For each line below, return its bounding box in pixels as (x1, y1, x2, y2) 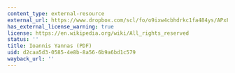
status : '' (7, 36, 39, 43)
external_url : (7, 17, 49, 24)
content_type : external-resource (7, 10, 105, 17)
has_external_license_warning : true (7, 23, 114, 30)
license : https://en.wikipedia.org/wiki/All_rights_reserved (7, 29, 190, 37)
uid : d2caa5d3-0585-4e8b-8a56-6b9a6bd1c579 (7, 49, 136, 56)
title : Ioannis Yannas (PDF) (7, 42, 92, 49)
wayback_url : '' (7, 56, 55, 63)
